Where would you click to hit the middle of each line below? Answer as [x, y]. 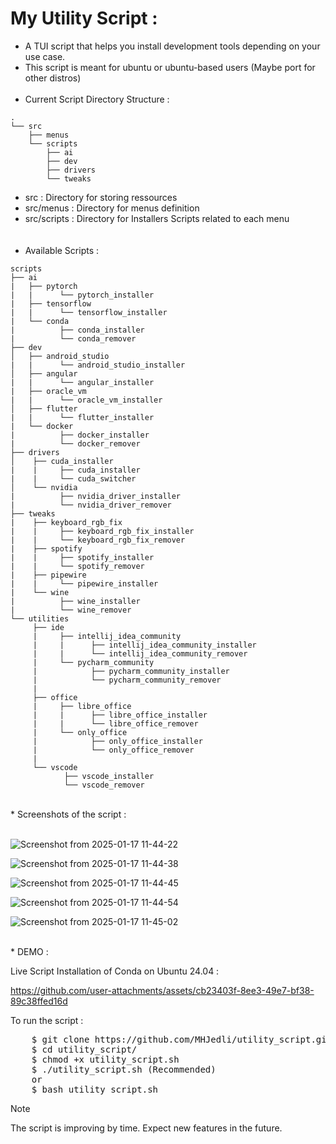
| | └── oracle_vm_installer [86, 400]
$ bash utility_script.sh [95, 1089]
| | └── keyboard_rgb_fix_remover [98, 540]
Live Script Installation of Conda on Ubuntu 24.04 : [115, 971]
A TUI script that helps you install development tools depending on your [172, 46]
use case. [45, 56]
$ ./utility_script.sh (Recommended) [124, 1069]
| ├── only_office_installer [117, 741]
